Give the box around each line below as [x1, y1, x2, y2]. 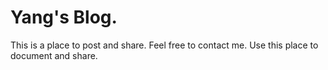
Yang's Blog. [10, 6, 118, 29]
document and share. [10, 49, 98, 61]
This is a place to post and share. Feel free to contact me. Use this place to [10, 39, 319, 51]
